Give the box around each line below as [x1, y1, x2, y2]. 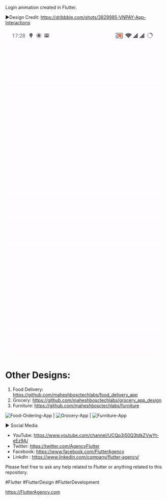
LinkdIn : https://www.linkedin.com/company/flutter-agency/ [12, 454, 140, 460]
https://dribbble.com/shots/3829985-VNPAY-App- [40, 14, 146, 20]
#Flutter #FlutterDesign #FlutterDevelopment [5, 479, 100, 485]
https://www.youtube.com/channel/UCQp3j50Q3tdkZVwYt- [34, 432, 159, 438]
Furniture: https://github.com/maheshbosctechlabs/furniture [12, 403, 140, 409]
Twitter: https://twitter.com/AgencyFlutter [12, 443, 100, 449]
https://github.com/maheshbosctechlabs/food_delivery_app [12, 391, 138, 397]
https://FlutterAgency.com [5, 489, 60, 495]
